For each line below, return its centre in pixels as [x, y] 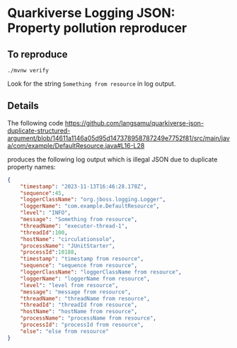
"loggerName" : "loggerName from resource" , [85, 279]
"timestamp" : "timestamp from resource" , [82, 259]
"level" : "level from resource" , [69, 285]
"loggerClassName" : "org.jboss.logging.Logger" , [93, 200]
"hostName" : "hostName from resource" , [79, 312]
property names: [31, 167]
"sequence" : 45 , [42, 193]
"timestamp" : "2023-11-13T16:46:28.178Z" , [83, 186]
